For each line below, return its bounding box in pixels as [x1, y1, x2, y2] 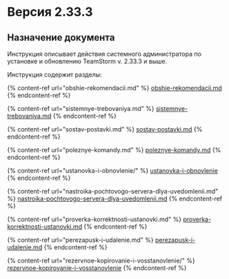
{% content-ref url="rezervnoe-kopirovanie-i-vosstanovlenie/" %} [7, 256, 195, 265]
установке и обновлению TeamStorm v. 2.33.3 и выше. [7, 57, 168, 65]
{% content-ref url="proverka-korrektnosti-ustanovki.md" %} [7, 215, 181, 223]
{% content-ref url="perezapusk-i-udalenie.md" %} [7, 236, 154, 244]
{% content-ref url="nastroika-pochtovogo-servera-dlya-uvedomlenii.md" [7, 187, 219, 195]
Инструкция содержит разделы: [7, 70, 102, 79]
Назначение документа [7, 32, 115, 43]
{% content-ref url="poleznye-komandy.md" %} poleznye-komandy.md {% [7, 146, 221, 154]
